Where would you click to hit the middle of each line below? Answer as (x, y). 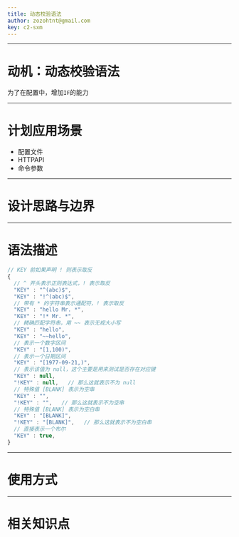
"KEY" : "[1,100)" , (43, 349)
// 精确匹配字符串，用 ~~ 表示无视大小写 (67, 323)
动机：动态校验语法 (64, 71)
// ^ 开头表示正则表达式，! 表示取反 (62, 283)
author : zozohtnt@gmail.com (49, 21)
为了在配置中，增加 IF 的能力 (48, 93)
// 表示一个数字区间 (40, 343)
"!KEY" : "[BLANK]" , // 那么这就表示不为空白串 (83, 423)
